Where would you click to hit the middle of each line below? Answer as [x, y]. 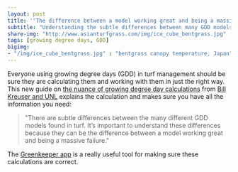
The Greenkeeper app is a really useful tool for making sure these [103, 154]
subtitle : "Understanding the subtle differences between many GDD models [120, 27]
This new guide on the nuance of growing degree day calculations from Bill [117, 89]
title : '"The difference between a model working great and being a [110, 21]
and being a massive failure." [67, 140]
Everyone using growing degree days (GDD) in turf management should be [117, 74]
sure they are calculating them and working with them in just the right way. [116, 81]
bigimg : [19, 47]
